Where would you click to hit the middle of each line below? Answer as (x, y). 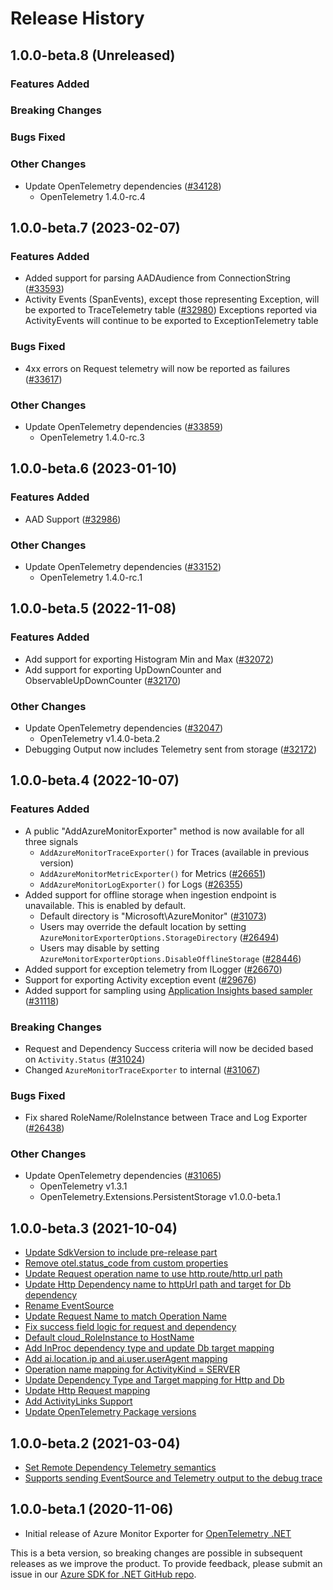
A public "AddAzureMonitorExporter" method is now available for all (164, 831)
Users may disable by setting (99, 948)
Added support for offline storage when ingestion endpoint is (150, 894)
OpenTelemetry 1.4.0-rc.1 (91, 577)
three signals (51, 841)
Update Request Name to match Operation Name (125, 1316)
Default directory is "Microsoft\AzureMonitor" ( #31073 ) (153, 916)
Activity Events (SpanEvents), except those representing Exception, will (172, 299)
